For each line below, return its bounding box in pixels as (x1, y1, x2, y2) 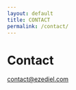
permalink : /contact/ (7, 23, 69, 30)
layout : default (7, 10, 53, 17)
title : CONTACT (7, 16, 51, 23)
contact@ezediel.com (7, 75, 69, 83)
